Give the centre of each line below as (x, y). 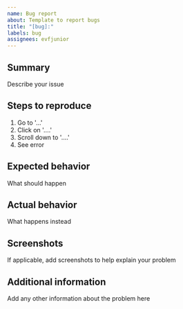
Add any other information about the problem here (79, 298)
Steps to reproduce (49, 106)
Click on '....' (35, 130)
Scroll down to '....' (44, 137)
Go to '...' (30, 123)
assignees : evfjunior (38, 39)
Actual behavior (42, 205)
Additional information (57, 282)
